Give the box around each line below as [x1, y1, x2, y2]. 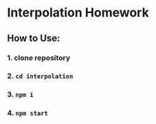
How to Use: [7, 32, 60, 44]
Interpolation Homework [7, 5, 149, 21]
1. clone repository [7, 53, 71, 63]
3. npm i [7, 90, 34, 99]
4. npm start [7, 108, 48, 118]
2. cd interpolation [7, 71, 74, 81]
